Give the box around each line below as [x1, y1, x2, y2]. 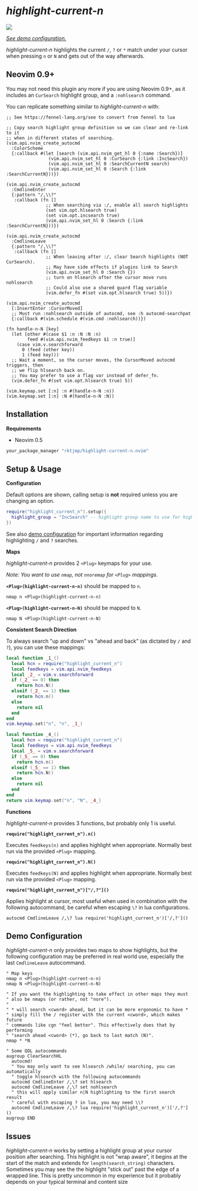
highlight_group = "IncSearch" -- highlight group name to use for [11, 515, 181, 521]
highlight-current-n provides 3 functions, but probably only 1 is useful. [6, 819, 177, 827]
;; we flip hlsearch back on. [11, 367, 85, 373]
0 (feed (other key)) [21, 346, 75, 352]
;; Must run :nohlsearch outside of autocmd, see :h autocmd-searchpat [11, 310, 192, 316]
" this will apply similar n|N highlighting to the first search [11, 1089, 176, 1095]
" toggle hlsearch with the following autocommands [11, 1074, 141, 1080]
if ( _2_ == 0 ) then [11, 677, 60, 683]
